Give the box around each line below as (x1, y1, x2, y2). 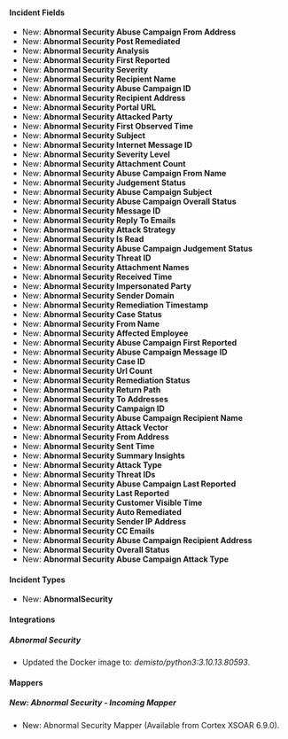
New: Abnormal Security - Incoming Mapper (9, 697, 177, 708)
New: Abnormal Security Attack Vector (21, 422, 168, 433)
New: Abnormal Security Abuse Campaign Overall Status (21, 196, 237, 207)
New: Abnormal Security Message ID (21, 206, 161, 216)
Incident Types (9, 574, 66, 585)
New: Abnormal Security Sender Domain (21, 291, 175, 301)
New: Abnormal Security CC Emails (21, 525, 155, 536)
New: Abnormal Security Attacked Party (21, 112, 174, 122)
